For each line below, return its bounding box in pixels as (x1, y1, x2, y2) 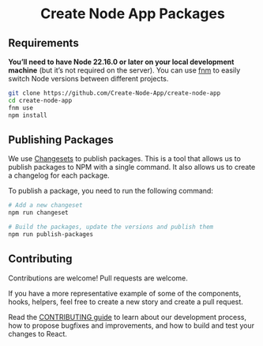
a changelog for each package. (8, 171, 110, 180)
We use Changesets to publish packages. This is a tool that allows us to (8, 154, 241, 164)
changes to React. (8, 329, 67, 338)
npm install (8, 111, 47, 119)
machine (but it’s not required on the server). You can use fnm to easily (8, 66, 241, 75)
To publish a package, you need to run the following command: (8, 186, 213, 196)
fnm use (8, 103, 34, 111)
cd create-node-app (8, 96, 73, 104)
